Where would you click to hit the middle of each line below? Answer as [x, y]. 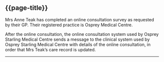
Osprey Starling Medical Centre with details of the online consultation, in [78, 44]
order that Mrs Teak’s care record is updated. [51, 49]
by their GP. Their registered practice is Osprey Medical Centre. [69, 25]
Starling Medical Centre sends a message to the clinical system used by [77, 39]
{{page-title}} [27, 8]
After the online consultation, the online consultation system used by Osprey [82, 34]
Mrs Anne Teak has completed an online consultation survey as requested [80, 19]
